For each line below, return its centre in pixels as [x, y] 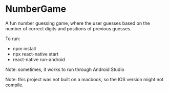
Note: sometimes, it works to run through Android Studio [65, 69]
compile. [15, 85]
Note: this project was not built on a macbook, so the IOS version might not [84, 79]
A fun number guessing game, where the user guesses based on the [78, 23]
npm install [24, 48]
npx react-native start [36, 54]
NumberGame [36, 9]
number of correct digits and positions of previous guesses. [68, 28]
